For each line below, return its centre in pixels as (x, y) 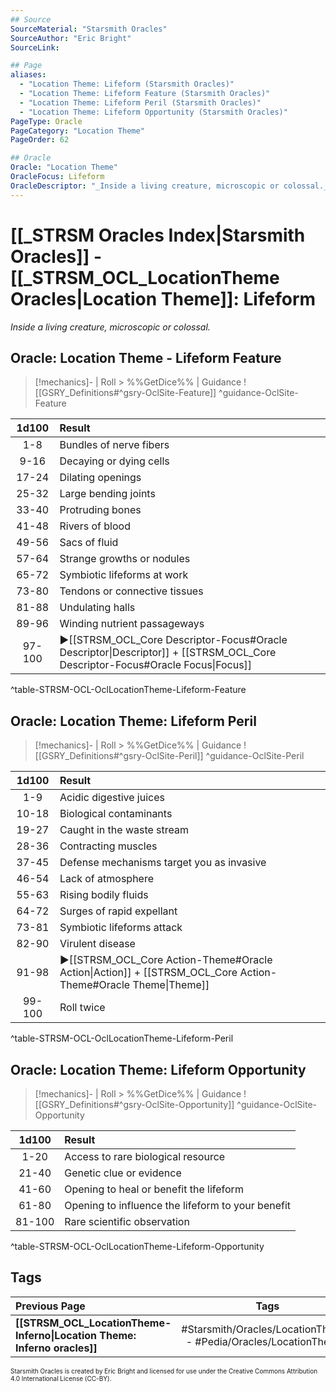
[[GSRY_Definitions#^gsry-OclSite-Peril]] (119, 756)
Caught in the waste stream (124, 830)
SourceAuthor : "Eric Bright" (71, 38)
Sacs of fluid (89, 543)
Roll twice (82, 1008)
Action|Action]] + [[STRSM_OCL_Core (148, 973)
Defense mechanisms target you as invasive (163, 863)
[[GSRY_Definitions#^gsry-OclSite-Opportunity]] (134, 1104)
